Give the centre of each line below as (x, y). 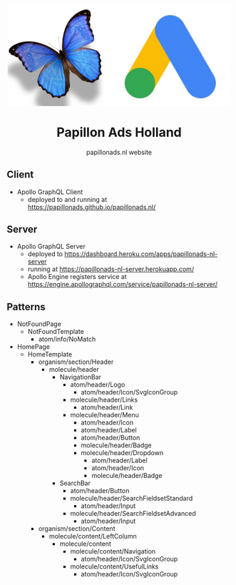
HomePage (34, 347)
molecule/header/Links (104, 400)
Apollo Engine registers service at (77, 277)
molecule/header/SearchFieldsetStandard (132, 499)
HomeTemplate (50, 355)
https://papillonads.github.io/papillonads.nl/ (92, 207)
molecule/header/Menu (105, 415)
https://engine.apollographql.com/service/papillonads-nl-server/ (123, 285)
